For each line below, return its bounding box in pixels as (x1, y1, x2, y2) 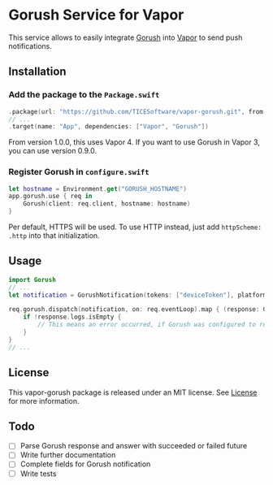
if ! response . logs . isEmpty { (23, 313, 122, 322)
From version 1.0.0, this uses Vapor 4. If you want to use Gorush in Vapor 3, (8, 137, 260, 147)
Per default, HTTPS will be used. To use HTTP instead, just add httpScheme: (8, 222, 262, 232)
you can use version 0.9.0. (8, 146, 97, 156)
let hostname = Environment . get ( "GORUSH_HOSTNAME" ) (8, 184, 187, 193)
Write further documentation (19, 450, 116, 460)
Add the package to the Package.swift (8, 89, 160, 101)
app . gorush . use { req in (8, 193, 93, 201)
